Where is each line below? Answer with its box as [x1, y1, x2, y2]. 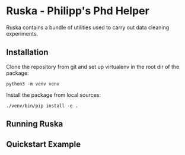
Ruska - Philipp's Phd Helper [6, 4, 149, 18]
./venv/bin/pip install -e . [6, 103, 78, 109]
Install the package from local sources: [6, 91, 101, 99]
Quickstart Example [6, 139, 81, 149]
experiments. [6, 30, 39, 37]
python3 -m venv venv [6, 81, 60, 87]
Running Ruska [6, 119, 63, 129]
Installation [6, 48, 49, 58]
